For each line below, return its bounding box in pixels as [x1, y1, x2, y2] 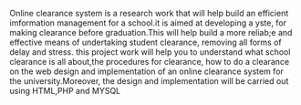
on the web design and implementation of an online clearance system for [9, 66, 285, 77]
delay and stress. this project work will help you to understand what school [9, 47, 291, 58]
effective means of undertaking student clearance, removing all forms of [9, 37, 282, 47]
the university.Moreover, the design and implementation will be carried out [9, 76, 289, 86]
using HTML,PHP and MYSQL [9, 86, 121, 96]
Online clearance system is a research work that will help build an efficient [9, 8, 289, 18]
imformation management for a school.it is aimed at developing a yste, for [9, 17, 287, 28]
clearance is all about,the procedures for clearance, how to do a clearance [9, 57, 290, 67]
